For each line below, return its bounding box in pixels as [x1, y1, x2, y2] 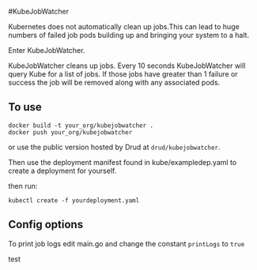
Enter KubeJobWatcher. [8, 46, 85, 54]
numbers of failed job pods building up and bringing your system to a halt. [8, 31, 250, 39]
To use [8, 100, 42, 114]
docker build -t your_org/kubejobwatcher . [8, 122, 154, 129]
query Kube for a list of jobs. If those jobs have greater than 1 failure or [8, 69, 239, 78]
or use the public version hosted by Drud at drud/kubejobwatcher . [8, 142, 221, 152]
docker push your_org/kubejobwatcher [8, 128, 133, 137]
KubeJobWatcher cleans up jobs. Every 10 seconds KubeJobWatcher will [8, 61, 246, 70]
